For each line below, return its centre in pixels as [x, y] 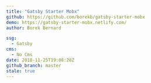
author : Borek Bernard [34, 28]
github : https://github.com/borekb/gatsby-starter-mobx [75, 17]
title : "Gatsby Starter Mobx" [43, 11]
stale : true [20, 71]
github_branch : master [34, 65]
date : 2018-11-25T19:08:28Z [40, 60]
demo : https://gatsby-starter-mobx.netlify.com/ [66, 22]
